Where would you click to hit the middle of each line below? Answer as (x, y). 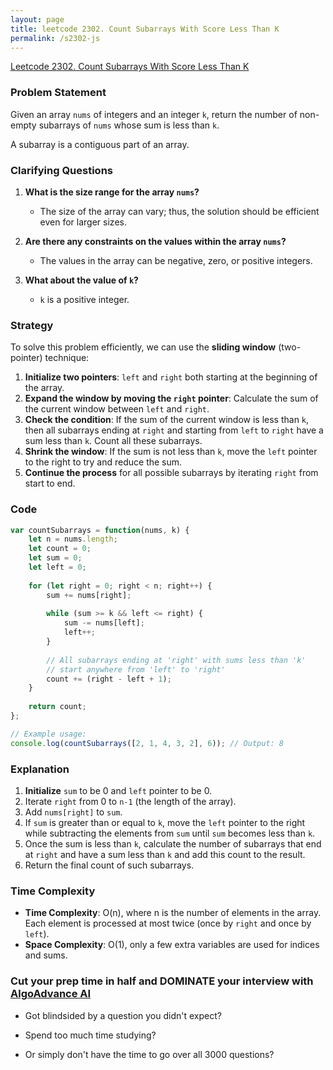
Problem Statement (58, 93)
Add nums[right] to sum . (73, 812)
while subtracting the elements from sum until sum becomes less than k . (170, 833)
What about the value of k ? (81, 280)
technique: (67, 358)
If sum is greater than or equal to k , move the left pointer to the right (165, 822)
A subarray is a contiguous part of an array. (100, 144)
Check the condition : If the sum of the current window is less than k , (167, 420)
